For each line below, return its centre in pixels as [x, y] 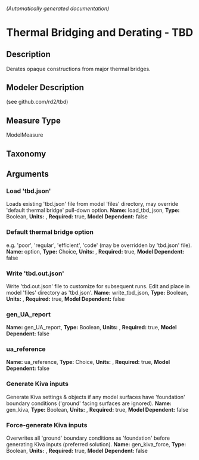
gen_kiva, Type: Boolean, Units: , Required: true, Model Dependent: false [97, 409]
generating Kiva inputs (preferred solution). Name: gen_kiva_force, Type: [96, 444]
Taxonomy [26, 154]
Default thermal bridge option [50, 232]
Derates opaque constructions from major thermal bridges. [78, 69]
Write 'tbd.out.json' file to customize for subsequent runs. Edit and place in [98, 286]
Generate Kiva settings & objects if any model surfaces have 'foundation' [96, 397]
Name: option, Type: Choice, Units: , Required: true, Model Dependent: [95, 251]
